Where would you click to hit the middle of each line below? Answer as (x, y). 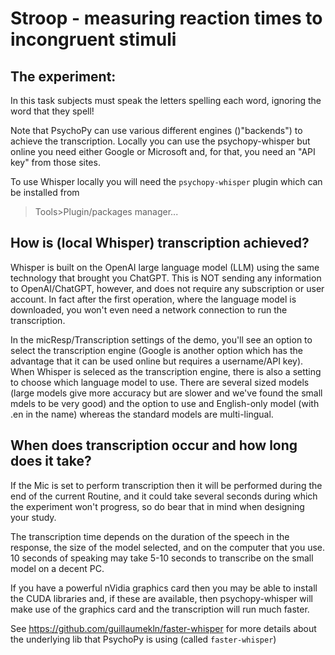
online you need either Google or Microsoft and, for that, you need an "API (163, 151)
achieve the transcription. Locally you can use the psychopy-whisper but (160, 141)
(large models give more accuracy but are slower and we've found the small (166, 393)
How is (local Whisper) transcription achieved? (160, 243)
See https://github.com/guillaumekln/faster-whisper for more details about (163, 628)
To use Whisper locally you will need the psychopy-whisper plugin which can (166, 181)
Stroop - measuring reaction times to (166, 18)
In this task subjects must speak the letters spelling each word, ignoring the (166, 100)
